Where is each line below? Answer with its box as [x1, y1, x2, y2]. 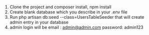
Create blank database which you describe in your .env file [9, 9, 128, 15]
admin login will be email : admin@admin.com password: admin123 [9, 24, 144, 30]
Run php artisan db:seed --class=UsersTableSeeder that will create [9, 14, 145, 20]
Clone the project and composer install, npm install [9, 4, 112, 10]
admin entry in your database [9, 19, 69, 25]
